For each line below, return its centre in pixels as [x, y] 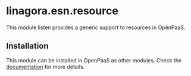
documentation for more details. [46, 66]
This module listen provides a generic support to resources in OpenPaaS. [96, 27]
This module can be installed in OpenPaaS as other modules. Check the [94, 60]
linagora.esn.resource [62, 11]
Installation [27, 46]
